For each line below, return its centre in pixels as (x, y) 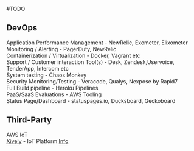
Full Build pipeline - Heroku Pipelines (52, 88)
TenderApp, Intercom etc (37, 68)
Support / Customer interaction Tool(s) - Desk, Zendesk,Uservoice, (90, 62)
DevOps (22, 28)
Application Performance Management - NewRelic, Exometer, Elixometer (97, 43)
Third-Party (29, 120)
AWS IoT (17, 135)
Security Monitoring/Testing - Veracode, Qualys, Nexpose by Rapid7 (92, 81)
